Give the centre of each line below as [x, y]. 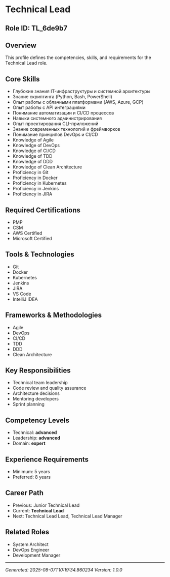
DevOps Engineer [31, 550]
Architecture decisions [36, 393]
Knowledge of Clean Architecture [47, 167]
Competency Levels [37, 420]
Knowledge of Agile [33, 140]
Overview [21, 45]
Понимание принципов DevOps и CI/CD [55, 135]
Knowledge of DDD [33, 162]
